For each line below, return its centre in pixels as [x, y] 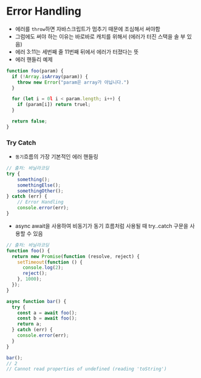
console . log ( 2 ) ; [43, 268]
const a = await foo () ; [47, 313]
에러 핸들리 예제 [34, 59]
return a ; [30, 324]
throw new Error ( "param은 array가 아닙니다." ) [73, 82]
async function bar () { [36, 301]
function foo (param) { [35, 71]
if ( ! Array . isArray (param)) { [50, 77]
